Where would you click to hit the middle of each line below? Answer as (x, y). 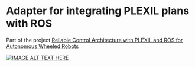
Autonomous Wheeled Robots (43, 46)
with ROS (29, 23)
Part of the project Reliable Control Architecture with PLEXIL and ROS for (95, 40)
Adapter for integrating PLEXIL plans (98, 11)
